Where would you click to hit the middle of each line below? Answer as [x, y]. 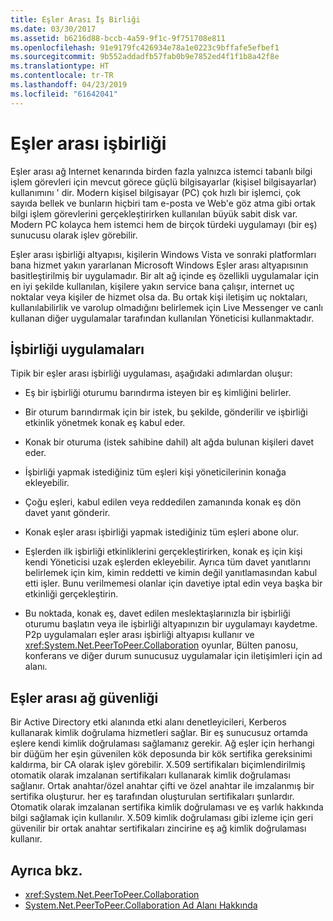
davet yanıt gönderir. [67, 513]
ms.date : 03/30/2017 [53, 29]
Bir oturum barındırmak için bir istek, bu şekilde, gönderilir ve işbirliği [166, 412]
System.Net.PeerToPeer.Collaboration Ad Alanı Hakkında [141, 905]
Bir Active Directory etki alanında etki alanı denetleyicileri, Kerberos [148, 722]
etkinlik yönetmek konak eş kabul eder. [105, 423]
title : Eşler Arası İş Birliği [75, 19]
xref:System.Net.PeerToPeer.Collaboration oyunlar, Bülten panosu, [161, 645]
